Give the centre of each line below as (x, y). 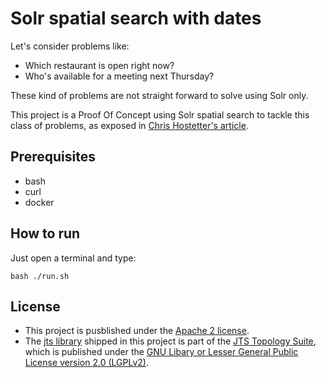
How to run (45, 233)
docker (39, 202)
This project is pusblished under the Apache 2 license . (137, 331)
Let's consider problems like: (70, 46)
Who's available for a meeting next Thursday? (119, 76)
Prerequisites (53, 157)
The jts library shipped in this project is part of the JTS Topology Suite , (170, 341)
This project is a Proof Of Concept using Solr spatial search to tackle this (160, 114)
